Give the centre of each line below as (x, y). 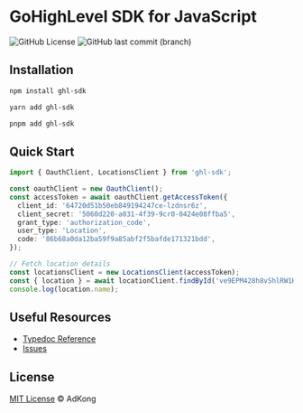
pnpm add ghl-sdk (42, 124)
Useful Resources (60, 317)
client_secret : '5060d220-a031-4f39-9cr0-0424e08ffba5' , (127, 214)
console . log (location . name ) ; (64, 289)
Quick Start (42, 151)
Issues (35, 349)
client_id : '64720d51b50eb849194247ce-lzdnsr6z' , (112, 205)
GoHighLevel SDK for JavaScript (133, 17)
